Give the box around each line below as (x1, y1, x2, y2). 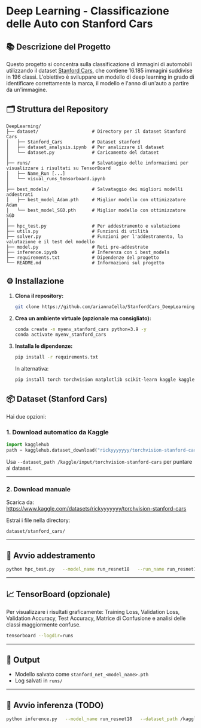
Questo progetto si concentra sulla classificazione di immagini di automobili (6, 61, 193, 67)
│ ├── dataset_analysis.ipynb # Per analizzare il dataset (6, 144, 165, 150)
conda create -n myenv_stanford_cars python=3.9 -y (14, 326, 147, 332)
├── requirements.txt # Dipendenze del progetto (6, 254, 160, 261)
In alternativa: (14, 365, 49, 372)
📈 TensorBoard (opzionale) (6, 589, 111, 599)
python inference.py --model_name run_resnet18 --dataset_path (6, 716, 178, 722)
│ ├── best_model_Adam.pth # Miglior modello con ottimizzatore (6, 196, 186, 202)
